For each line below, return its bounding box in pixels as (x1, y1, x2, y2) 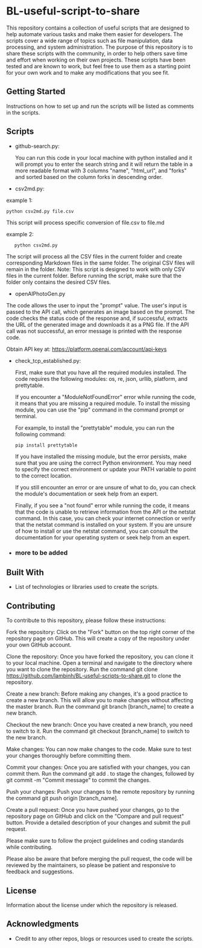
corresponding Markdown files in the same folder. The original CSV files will (6, 259, 195, 266)
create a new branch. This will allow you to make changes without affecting (6, 697, 194, 704)
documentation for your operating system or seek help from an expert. (14, 533, 191, 541)
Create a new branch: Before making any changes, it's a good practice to (6, 690, 188, 697)
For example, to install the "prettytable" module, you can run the (14, 424, 175, 432)
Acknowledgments (6, 919, 80, 929)
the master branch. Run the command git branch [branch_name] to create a (6, 703, 194, 711)
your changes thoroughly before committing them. (6, 752, 131, 759)
